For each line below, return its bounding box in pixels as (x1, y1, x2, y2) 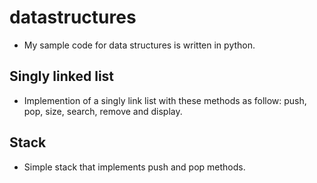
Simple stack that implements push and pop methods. (23, 161, 246, 173)
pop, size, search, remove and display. (23, 105, 183, 117)
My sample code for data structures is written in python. (23, 39, 256, 51)
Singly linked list (9, 68, 115, 85)
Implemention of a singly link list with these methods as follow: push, (23, 94, 307, 106)
